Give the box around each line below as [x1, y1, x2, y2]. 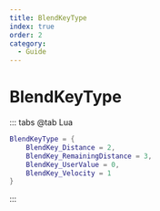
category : [9, 38, 47, 48]
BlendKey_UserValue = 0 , [25, 160, 120, 169]
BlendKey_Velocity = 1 [25, 168, 112, 178]
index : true [9, 22, 55, 31]
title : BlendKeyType [9, 13, 88, 23]
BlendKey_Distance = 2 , [25, 142, 116, 152]
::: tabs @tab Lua [9, 117, 74, 128]
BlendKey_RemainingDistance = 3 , [25, 152, 153, 161]
